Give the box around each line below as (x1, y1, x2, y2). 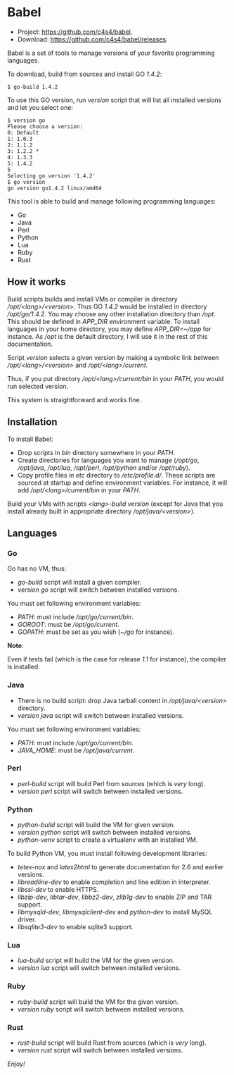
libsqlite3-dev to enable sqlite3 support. (17, 923, 134, 931)
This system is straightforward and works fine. (7, 395, 142, 404)
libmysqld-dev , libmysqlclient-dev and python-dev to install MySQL (17, 908, 213, 916)
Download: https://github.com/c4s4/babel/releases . (17, 35, 169, 43)
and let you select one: (7, 103, 74, 111)
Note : (7, 642, 24, 650)
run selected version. (7, 382, 69, 390)
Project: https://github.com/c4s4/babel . (17, 27, 133, 36)
